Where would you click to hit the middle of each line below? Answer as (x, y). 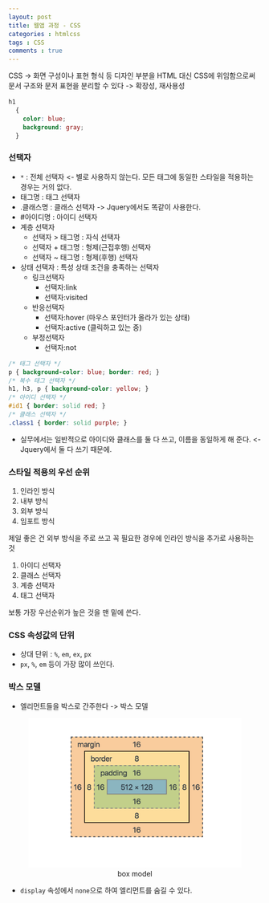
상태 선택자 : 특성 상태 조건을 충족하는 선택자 (90, 267)
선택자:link (61, 287)
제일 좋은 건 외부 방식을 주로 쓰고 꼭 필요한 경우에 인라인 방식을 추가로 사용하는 (131, 539)
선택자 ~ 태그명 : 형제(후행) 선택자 (85, 257)
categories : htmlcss (45, 34)
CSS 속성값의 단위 (41, 636)
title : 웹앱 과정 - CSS (45, 25)
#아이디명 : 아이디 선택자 (59, 217)
